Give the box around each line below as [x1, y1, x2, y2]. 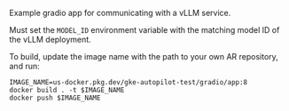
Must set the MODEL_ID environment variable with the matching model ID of [9, 25, 280, 35]
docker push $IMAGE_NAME [9, 93, 101, 102]
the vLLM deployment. [9, 35, 91, 44]
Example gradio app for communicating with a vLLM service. [9, 8, 231, 18]
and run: [9, 61, 40, 71]
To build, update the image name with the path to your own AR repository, [9, 52, 279, 61]
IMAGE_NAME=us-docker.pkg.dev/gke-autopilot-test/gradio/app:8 [9, 78, 248, 87]
